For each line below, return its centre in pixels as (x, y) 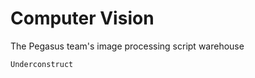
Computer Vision (82, 18)
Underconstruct (42, 64)
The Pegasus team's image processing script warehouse (127, 46)
